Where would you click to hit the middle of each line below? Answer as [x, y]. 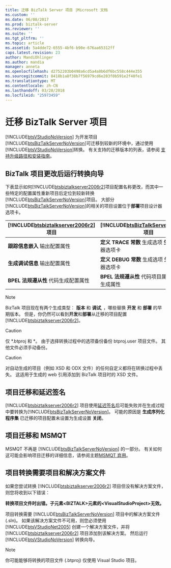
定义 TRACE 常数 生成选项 [131, 242]
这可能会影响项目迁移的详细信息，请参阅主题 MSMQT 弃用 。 [68, 455]
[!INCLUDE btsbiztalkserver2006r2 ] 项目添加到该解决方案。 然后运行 [77, 533]
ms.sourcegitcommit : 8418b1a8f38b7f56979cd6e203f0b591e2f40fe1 [74, 76]
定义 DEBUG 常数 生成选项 [132, 260]
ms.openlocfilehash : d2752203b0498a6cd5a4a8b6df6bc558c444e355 [74, 72]
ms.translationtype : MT [31, 81]
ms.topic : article [25, 43]
